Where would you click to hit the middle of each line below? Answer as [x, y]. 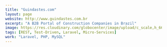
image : [12, 28]
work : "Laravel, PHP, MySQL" [35, 37]
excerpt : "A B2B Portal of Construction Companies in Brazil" [71, 23]
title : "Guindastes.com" [31, 10]
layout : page [19, 14]
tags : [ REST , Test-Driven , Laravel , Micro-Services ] [61, 32]
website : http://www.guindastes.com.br [46, 19]
